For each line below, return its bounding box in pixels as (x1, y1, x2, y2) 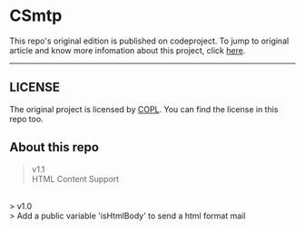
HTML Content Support (31, 173, 120, 184)
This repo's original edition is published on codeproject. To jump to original (9, 35, 290, 46)
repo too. (9, 113, 44, 124)
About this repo (9, 139, 100, 155)
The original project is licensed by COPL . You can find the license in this (9, 103, 279, 114)
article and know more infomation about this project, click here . (9, 44, 246, 55)
